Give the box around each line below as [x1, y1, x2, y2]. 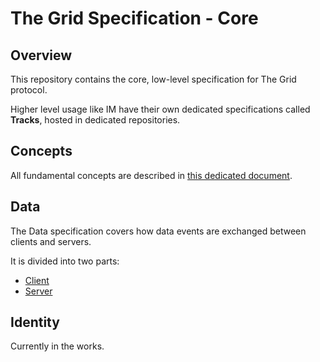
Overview [10, 47, 73, 64]
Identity [10, 314, 60, 331]
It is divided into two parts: [10, 255, 120, 267]
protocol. [10, 84, 48, 96]
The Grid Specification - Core [10, 7, 259, 30]
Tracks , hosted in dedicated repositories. [10, 114, 181, 126]
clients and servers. [10, 235, 92, 247]
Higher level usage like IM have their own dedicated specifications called [10, 103, 311, 115]
